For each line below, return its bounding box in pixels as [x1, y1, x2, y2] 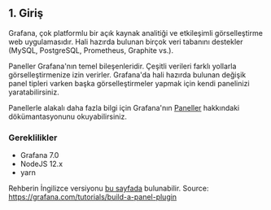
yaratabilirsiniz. [8, 87, 59, 97]
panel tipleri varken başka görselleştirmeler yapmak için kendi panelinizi [8, 78, 250, 88]
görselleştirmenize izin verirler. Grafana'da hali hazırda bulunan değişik [8, 69, 247, 80]
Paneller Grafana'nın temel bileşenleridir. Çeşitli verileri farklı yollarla [8, 61, 237, 71]
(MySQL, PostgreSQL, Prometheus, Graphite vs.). [8, 45, 173, 55]
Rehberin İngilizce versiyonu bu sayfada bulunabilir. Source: [8, 183, 209, 194]
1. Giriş [8, 7, 43, 20]
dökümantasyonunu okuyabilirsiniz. [8, 112, 128, 121]
